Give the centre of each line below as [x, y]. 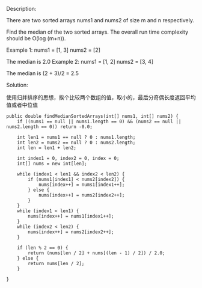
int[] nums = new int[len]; [52, 164]
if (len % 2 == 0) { [43, 248]
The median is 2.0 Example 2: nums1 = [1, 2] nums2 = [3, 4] [80, 62]
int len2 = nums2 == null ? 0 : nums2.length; [76, 142]
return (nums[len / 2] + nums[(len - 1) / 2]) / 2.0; [96, 253]
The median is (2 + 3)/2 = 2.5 [43, 73]
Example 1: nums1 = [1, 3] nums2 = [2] [54, 50]
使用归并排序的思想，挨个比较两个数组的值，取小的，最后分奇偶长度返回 [96, 97]
